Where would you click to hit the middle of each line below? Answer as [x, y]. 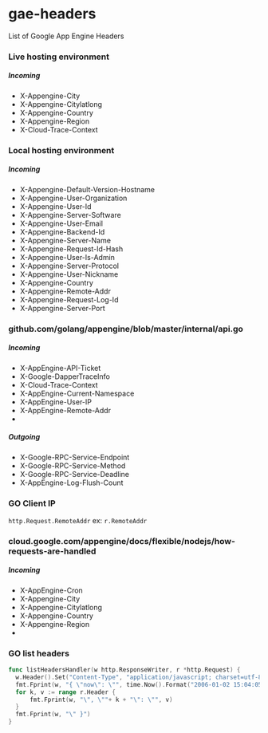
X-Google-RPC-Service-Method [73, 465]
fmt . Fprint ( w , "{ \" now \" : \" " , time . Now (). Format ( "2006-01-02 [123, 684]
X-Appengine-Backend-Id [62, 231]
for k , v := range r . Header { [65, 692]
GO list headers [39, 653]
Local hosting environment [61, 150]
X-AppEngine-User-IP [56, 402]
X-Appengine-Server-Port [62, 308]
